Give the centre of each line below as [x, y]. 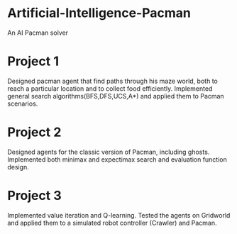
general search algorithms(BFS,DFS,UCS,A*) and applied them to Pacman [116, 96]
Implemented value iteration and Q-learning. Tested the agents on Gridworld [119, 215]
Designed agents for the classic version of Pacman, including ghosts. [109, 152]
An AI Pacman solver [38, 33]
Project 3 [34, 196]
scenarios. [23, 104]
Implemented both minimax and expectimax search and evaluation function [117, 159]
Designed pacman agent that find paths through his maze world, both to [112, 81]
